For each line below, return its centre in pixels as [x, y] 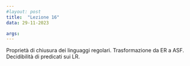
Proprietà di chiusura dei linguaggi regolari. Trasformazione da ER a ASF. [95, 51]
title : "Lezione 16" [33, 17]
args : [13, 33]
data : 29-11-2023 [28, 23]
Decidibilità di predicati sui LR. [43, 56]
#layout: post [24, 12]
